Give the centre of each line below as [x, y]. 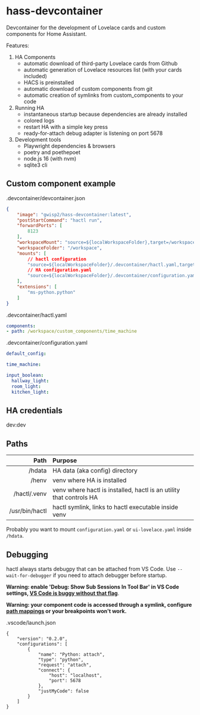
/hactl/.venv [30, 494]
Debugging [27, 555]
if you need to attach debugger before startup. [110, 575]
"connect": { [54, 670]
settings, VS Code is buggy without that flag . [63, 593]
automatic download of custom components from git [88, 88]
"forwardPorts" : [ [40, 226]
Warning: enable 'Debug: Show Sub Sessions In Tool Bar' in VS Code [93, 587]
